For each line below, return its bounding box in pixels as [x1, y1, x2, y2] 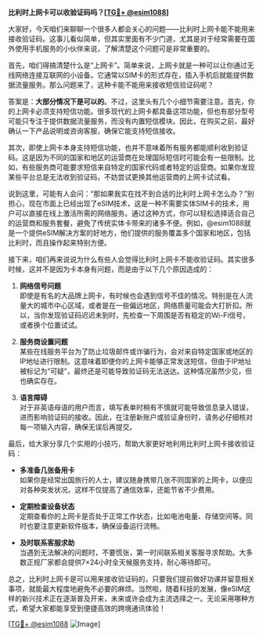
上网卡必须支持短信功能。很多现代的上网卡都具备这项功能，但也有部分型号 [14, 107, 255, 116]
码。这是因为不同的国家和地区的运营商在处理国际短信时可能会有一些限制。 [8, 153, 248, 162]
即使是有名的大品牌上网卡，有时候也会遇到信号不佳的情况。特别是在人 [19, 291, 247, 300]
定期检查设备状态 [19, 502, 75, 511]
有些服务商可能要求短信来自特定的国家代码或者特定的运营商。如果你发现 [21, 162, 255, 172]
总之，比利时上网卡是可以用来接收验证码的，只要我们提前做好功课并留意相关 [8, 574, 255, 583]
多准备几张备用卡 [19, 466, 75, 474]
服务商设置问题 [19, 337, 68, 346]
